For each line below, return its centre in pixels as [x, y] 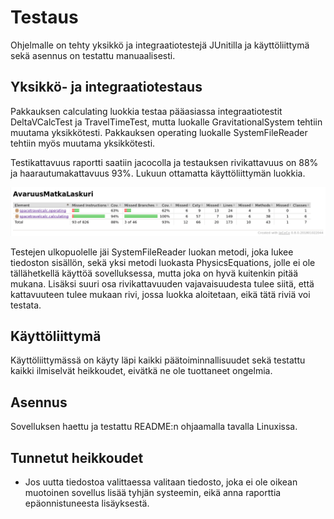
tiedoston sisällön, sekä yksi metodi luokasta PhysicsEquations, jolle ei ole [163, 262]
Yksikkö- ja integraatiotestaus [106, 87]
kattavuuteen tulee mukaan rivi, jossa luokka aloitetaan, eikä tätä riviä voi [160, 294]
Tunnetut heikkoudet [77, 457]
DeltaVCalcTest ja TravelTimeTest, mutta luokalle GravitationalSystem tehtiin [166, 122]
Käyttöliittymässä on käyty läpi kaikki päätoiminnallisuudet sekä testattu [158, 360]
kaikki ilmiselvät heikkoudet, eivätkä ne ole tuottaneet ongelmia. [141, 371]
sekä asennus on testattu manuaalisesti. [93, 55]
